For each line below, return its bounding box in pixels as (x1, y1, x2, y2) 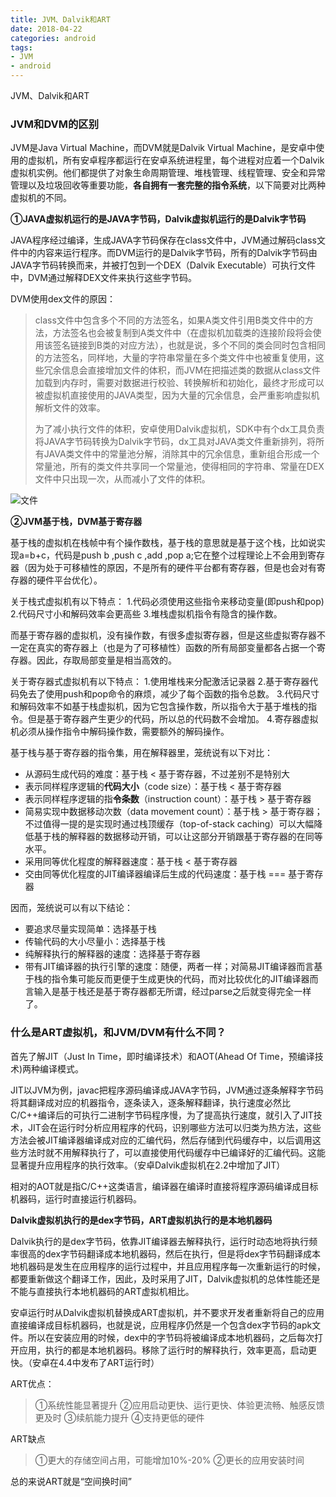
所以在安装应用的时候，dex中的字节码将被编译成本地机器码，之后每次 (27, 1331, 315, 1343)
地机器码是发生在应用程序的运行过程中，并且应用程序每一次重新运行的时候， (10, 1260, 326, 1272)
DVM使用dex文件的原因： (10, 293, 116, 305)
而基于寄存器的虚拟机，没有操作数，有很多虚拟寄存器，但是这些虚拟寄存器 (10, 629, 317, 641)
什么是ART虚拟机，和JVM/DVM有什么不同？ (10, 1026, 227, 1040)
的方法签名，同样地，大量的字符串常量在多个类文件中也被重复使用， (34, 352, 316, 364)
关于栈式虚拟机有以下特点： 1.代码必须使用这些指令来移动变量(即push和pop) (10, 596, 325, 608)
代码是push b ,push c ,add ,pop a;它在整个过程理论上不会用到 (54, 549, 308, 561)
